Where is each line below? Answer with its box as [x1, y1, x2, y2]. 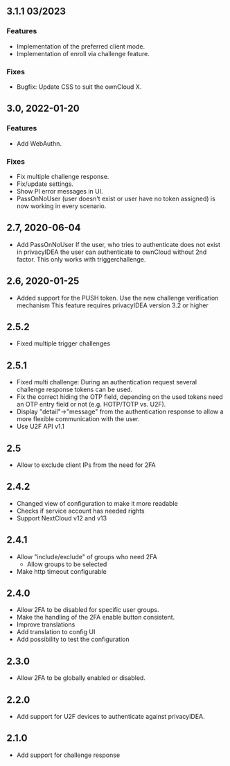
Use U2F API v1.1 [16, 423, 65, 431]
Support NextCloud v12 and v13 [16, 513, 107, 522]
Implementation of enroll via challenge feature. [16, 49, 150, 58]
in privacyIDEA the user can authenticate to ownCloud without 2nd [16, 248, 207, 256]
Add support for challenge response [16, 751, 121, 759]
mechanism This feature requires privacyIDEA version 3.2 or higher [16, 301, 209, 309]
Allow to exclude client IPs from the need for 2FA [16, 461, 157, 469]
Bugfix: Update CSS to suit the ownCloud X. [16, 83, 142, 91]
